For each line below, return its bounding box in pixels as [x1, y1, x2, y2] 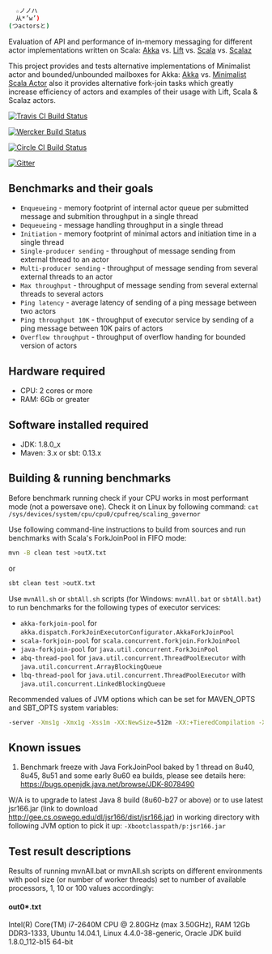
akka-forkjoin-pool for [19, 618, 98, 627]
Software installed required [8, 417, 149, 432]
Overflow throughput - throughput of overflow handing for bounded [19, 332, 246, 342]
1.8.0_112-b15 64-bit [8, 937, 74, 947]
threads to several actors [19, 289, 104, 299]
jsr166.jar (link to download [8, 804, 99, 814]
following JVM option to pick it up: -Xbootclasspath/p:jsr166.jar [8, 821, 227, 831]
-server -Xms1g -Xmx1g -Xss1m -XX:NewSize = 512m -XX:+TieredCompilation [8, 718, 255, 726]
